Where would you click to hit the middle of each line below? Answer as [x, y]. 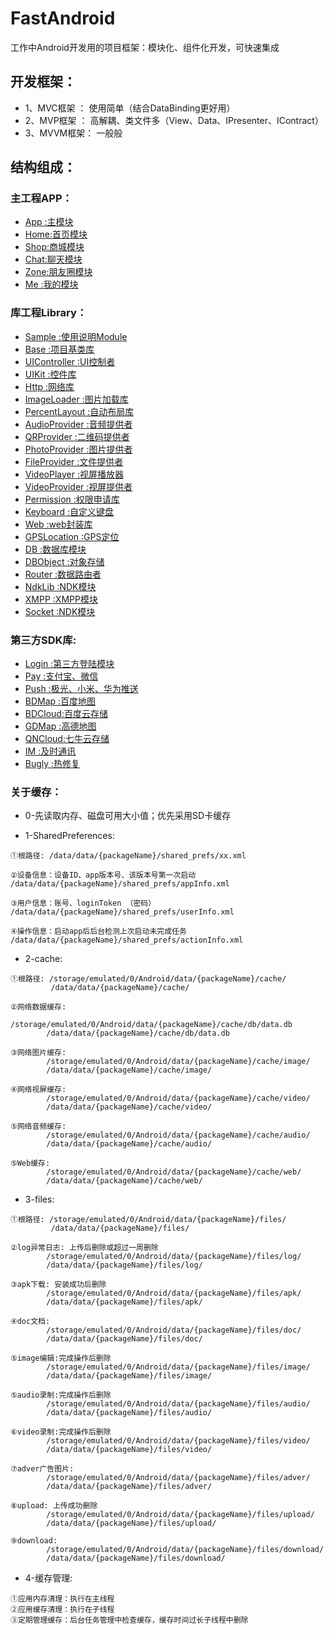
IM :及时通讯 [50, 751]
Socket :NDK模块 [60, 611]
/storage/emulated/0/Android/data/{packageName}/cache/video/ [178, 1098]
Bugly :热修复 [52, 764]
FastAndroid [63, 18]
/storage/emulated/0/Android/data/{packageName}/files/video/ [178, 1441]
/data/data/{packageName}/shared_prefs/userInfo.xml [122, 912]
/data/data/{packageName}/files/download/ [136, 1558]
